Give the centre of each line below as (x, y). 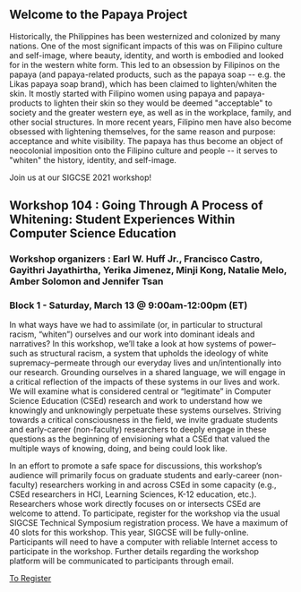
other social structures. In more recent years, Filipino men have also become (151, 122)
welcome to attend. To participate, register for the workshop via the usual (145, 513)
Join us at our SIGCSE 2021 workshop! (81, 177)
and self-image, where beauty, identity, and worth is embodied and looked (146, 55)
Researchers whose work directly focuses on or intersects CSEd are (135, 504)
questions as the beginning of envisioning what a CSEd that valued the (140, 439)
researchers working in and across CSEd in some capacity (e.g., (158, 485)
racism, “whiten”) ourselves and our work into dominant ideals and (132, 334)
